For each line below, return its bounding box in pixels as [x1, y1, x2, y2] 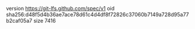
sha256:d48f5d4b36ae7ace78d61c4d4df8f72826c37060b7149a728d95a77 [6, 11, 189, 18]
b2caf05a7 [6, 17, 33, 24]
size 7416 [33, 17, 56, 24]
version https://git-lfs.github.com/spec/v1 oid [6, 5, 115, 12]
